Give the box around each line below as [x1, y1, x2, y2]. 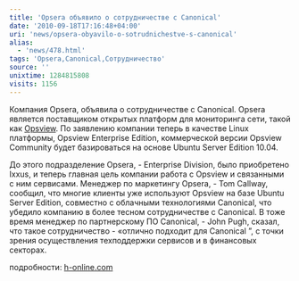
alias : [9, 37, 34, 47]
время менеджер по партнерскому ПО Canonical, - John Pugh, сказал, [9, 216, 280, 227]
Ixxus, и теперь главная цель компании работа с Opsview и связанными [9, 169, 285, 179]
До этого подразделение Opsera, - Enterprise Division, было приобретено [9, 159, 290, 169]
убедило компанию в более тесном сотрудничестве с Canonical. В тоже [9, 206, 286, 217]
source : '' [9, 63, 50, 72]
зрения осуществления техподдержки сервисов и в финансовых [9, 235, 257, 245]
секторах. [9, 244, 47, 255]
